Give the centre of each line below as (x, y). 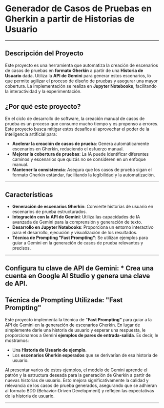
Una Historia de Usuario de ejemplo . (49, 350)
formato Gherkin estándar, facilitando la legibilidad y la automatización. (83, 175)
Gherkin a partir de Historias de (70, 19)
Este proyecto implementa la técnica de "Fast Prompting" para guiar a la (79, 319)
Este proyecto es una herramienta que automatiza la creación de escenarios (82, 65)
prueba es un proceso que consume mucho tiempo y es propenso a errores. (82, 123)
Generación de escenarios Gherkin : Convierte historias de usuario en (83, 207)
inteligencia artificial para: (31, 134)
